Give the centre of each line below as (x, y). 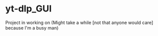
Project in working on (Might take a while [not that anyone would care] (79, 22)
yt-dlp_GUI (29, 9)
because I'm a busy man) (32, 27)
